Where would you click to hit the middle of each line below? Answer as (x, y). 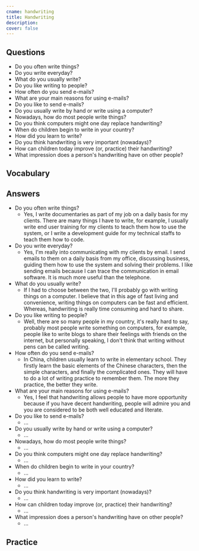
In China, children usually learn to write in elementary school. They (105, 359)
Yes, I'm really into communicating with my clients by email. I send (104, 252)
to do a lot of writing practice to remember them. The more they (101, 378)
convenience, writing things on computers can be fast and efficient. (106, 303)
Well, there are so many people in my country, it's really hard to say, (106, 322)
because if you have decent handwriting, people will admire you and (107, 404)
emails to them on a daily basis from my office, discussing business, (107, 258)
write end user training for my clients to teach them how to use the (105, 227)
